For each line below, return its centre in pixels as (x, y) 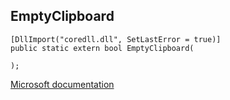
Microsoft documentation (62, 84)
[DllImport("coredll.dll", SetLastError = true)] (116, 39)
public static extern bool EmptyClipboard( (102, 48)
